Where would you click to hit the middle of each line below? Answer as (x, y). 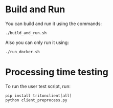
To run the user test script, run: (38, 86)
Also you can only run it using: (37, 42)
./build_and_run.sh (26, 33)
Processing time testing (57, 72)
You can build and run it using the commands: (54, 24)
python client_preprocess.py (36, 100)
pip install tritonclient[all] (39, 96)
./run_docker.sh (22, 52)
